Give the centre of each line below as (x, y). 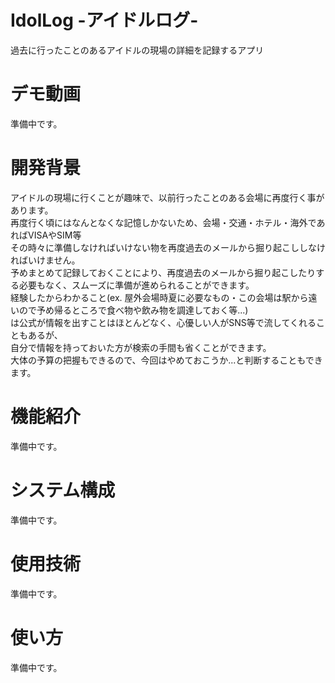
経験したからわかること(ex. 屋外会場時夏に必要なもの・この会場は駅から (159, 297)
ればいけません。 (45, 260)
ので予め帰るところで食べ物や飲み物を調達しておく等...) (133, 310)
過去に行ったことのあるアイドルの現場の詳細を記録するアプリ (137, 50)
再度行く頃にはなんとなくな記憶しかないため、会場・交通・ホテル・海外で (163, 222)
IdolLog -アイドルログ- (104, 20)
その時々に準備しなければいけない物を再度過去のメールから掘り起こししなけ (168, 247)
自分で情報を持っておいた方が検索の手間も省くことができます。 (141, 347)
